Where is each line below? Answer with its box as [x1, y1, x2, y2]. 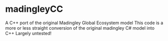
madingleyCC [5, 3, 64, 15]
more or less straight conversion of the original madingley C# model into [5, 25, 154, 31]
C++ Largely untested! [5, 30, 52, 36]
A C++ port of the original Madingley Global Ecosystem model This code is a [5, 20, 163, 26]
